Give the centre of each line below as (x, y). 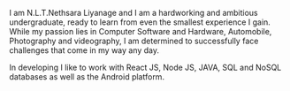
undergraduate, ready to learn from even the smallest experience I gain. (140, 22)
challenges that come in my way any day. (84, 50)
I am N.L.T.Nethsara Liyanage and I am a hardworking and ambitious (134, 13)
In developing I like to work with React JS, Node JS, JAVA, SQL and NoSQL (145, 67)
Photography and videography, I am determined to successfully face (134, 41)
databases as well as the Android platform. (87, 77)
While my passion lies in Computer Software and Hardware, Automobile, (141, 31)
